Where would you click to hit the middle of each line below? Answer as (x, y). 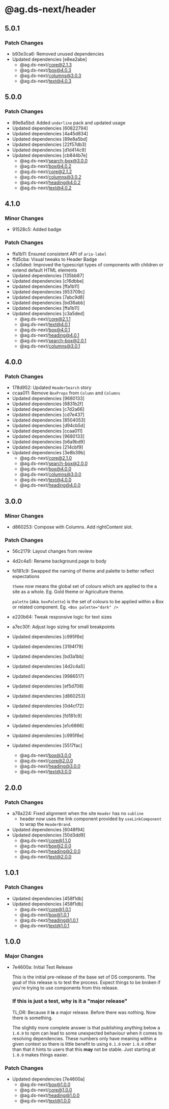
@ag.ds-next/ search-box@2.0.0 (53, 463)
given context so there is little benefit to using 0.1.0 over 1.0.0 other (84, 1044)
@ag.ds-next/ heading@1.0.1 (49, 920)
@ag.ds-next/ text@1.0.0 (45, 1100)
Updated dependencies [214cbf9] (48, 447)
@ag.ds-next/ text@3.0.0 (46, 772)
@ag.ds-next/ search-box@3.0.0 (53, 161)
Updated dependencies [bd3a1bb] (48, 656)
